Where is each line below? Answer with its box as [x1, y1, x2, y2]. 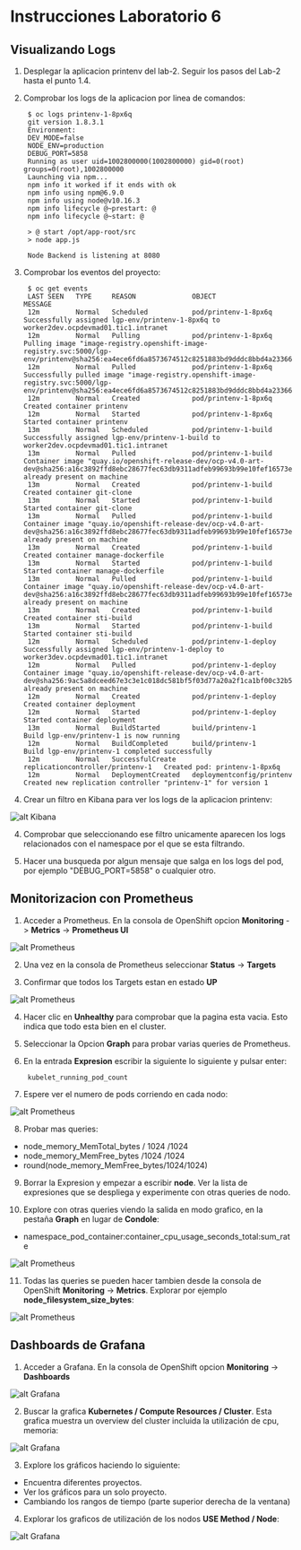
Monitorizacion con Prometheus [10, 891, 193, 906]
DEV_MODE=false [27, 134, 84, 143]
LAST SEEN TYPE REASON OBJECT [27, 292, 217, 301]
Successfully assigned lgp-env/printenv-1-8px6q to [22, 316, 220, 325]
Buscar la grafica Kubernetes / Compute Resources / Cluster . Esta [22, 1406, 272, 1416]
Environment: [27, 126, 76, 134]
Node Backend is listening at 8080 [27, 251, 160, 260]
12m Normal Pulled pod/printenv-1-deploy [27, 661, 277, 670]
